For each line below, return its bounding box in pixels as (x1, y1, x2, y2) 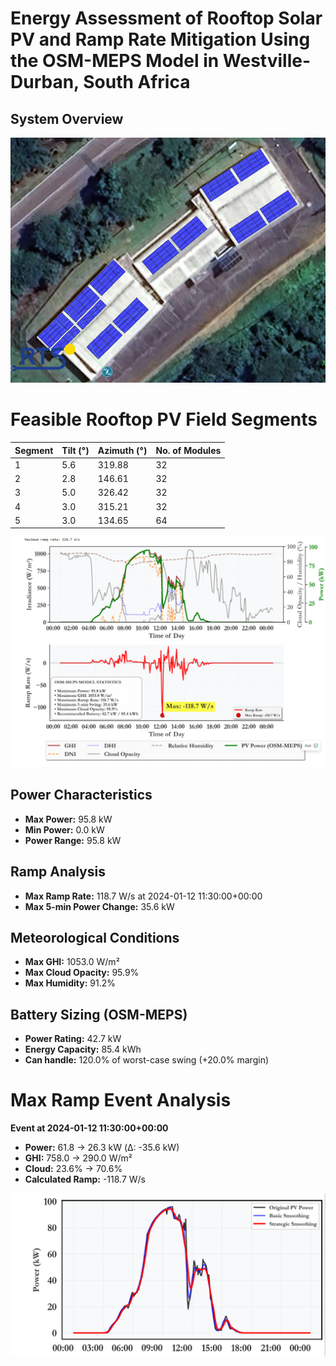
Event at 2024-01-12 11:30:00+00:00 (10, 1122, 169, 1134)
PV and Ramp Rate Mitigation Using (10, 28, 311, 51)
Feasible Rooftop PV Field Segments (10, 408, 318, 431)
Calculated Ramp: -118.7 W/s (24, 1173, 146, 1186)
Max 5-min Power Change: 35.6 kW (24, 900, 175, 912)
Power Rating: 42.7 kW (24, 1033, 122, 1045)
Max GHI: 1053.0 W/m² (24, 956, 120, 968)
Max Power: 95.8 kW (24, 813, 113, 825)
